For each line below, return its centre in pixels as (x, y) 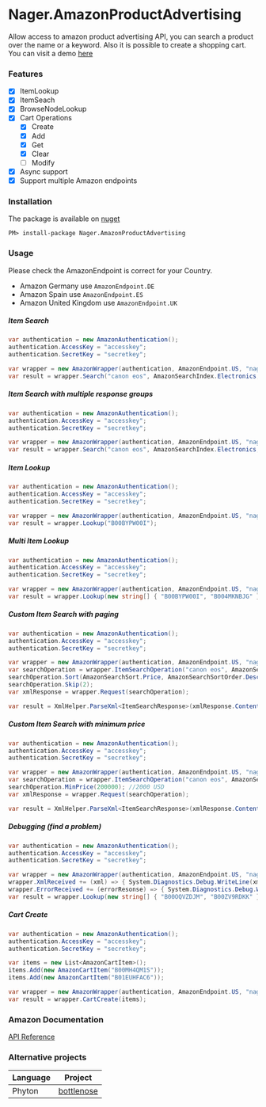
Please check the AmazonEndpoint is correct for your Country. (110, 270)
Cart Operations (46, 118)
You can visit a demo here (51, 53)
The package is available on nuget (64, 219)
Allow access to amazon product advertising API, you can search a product (131, 36)
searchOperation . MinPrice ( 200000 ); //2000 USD (86, 787)
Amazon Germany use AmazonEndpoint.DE (87, 286)
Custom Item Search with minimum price (77, 724)
